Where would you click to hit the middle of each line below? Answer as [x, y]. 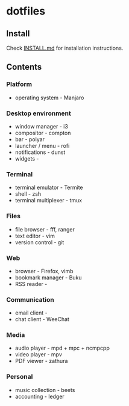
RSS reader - [31, 284]
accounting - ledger [39, 396]
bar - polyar [30, 139]
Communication [30, 299]
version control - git [39, 242]
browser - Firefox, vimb [44, 271]
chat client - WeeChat [42, 319]
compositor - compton [43, 133]
